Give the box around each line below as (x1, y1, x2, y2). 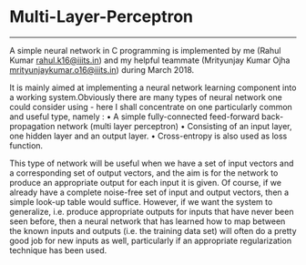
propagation (9, 120, 56, 131)
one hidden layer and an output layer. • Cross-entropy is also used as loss (9, 130, 288, 141)
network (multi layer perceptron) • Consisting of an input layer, (56, 120, 293, 131)
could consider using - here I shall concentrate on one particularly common (9, 101, 293, 112)
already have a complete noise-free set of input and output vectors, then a (9, 187, 290, 198)
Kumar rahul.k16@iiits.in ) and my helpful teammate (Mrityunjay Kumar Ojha (9, 55, 291, 66)
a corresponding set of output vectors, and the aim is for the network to (9, 167, 279, 178)
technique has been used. (9, 244, 107, 256)
